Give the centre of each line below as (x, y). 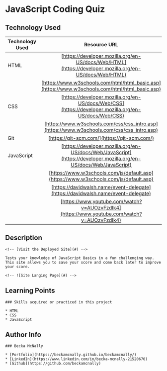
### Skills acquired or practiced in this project (59, 302)
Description (24, 238)
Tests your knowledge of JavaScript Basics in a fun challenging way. (80, 258)
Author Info (23, 335)
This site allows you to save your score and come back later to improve (83, 262)
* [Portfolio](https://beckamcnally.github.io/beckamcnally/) (71, 355)
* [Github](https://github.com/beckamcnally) (53, 364)
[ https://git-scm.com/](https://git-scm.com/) (101, 138)
